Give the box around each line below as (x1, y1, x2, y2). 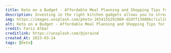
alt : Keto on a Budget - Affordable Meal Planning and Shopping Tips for (5, 21, 165, 27)
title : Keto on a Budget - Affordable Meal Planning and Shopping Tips (5, 7, 160, 13)
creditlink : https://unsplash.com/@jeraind (5, 31, 99, 36)
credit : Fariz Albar (5, 26, 49, 31)
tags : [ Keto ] (5, 40, 33, 45)
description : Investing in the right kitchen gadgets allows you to (5, 12, 154, 17)
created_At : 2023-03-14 (5, 36, 56, 41)
